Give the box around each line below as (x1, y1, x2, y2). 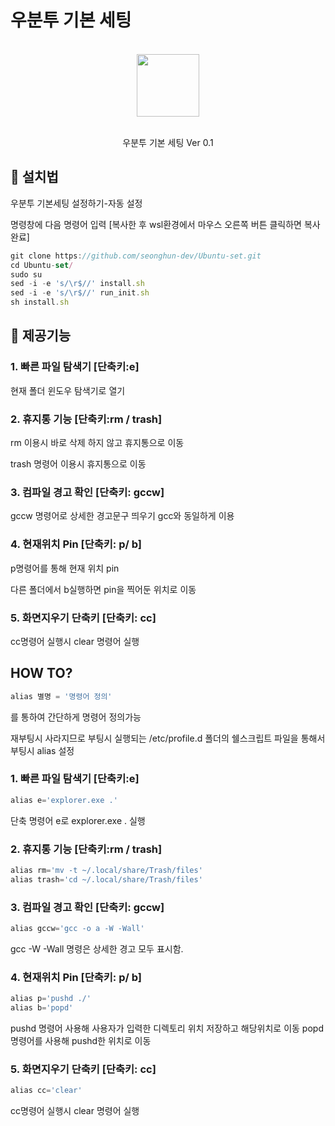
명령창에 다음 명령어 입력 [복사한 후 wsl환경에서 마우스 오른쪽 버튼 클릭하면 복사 (10, 218, 321, 230)
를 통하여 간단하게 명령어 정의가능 (10, 711, 142, 723)
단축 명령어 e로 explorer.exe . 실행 (10, 814, 146, 826)
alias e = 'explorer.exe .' (10, 795, 118, 805)
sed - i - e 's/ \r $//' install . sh (10, 279, 145, 289)
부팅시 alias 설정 (10, 744, 75, 756)
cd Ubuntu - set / (10, 260, 74, 270)
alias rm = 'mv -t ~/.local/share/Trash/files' (10, 866, 203, 876)
